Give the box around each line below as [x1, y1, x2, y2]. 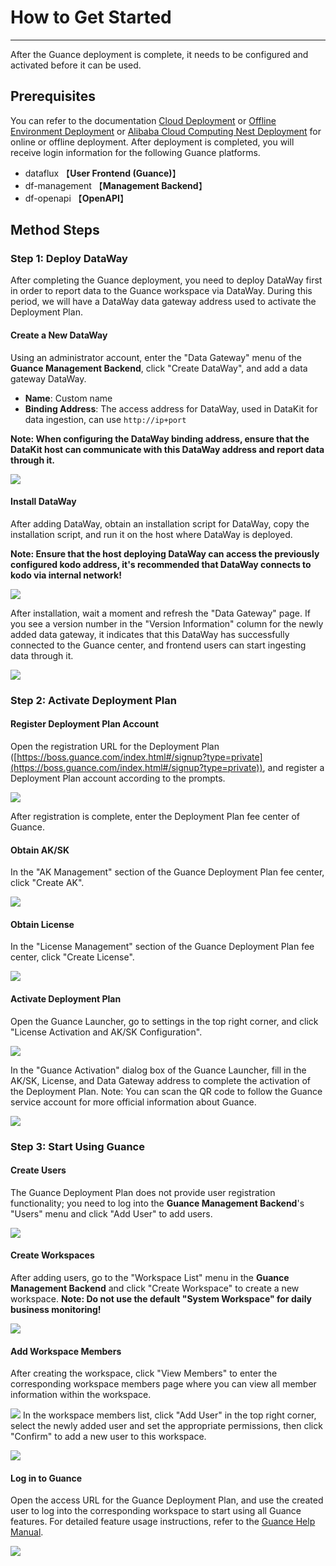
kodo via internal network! [10, 569, 122, 581]
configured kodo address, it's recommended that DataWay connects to [10, 558, 312, 570]
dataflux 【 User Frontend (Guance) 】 [24, 167, 182, 179]
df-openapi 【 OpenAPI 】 [24, 192, 129, 204]
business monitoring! [10, 1303, 102, 1315]
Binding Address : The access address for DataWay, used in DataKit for [24, 402, 318, 415]
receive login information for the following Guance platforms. [10, 146, 261, 158]
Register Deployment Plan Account [10, 718, 160, 730]
